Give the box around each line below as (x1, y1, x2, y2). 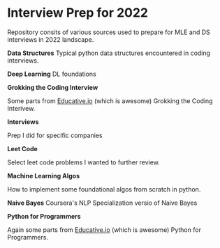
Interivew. (7, 104, 36, 112)
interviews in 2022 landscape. (7, 35, 94, 43)
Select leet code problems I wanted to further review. (7, 158, 161, 166)
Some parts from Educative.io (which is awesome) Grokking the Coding (7, 96, 213, 105)
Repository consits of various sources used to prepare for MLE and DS (7, 28, 211, 36)
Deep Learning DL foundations (7, 70, 96, 78)
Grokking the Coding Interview (7, 83, 98, 91)
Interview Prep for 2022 (7, 5, 149, 21)
